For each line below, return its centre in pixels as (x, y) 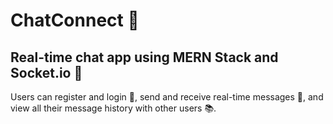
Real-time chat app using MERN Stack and (144, 57)
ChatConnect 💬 (75, 20)
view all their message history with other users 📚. (113, 108)
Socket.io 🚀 (46, 72)
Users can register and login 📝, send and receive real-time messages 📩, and (167, 97)
